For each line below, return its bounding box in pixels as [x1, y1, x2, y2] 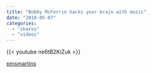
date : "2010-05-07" [6, 15, 56, 21]
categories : [6, 20, 37, 26]
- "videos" [12, 32, 40, 38]
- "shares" [12, 26, 40, 32]
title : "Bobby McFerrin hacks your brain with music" [6, 9, 147, 15]
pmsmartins [6, 60, 37, 68]
